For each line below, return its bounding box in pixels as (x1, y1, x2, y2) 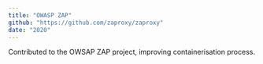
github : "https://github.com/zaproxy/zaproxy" (8, 19, 164, 27)
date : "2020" (8, 26, 51, 34)
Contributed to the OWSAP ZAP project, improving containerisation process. (8, 48, 256, 57)
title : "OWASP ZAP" (8, 11, 72, 20)
